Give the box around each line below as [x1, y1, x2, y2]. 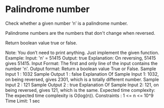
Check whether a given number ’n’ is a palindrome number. [5, 20, 128, 26]
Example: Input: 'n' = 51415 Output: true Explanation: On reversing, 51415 [5, 55, 156, 61]
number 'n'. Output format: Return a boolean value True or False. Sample [5, 66, 156, 72]
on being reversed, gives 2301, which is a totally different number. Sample [5, 76, 159, 82]
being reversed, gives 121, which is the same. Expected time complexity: [5, 87, 155, 93]
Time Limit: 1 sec [5, 97, 40, 104]
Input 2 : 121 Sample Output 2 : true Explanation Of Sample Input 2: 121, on [5, 82, 159, 88]
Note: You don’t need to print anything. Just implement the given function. [5, 49, 159, 56]
